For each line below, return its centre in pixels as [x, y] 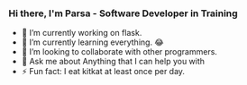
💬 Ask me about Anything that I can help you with [113, 62]
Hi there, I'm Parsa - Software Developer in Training [123, 13]
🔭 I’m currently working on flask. [82, 33]
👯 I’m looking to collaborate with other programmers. [119, 52]
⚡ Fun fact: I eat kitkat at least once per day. [103, 72]
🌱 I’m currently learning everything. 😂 [92, 42]
